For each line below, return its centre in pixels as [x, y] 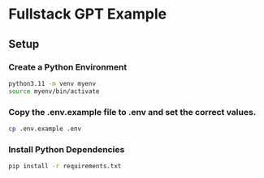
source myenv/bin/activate [54, 91]
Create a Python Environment [68, 67]
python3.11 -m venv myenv [52, 83]
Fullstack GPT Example [88, 14]
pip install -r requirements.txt [65, 167]
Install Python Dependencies [67, 149]
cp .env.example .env [45, 129]
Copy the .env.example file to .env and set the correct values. [132, 112]
